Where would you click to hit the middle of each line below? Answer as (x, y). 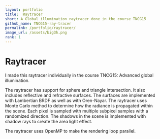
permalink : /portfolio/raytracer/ (41, 28)
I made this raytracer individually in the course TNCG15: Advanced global (79, 75)
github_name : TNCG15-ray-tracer (38, 23)
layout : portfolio (24, 10)
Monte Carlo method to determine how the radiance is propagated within (79, 105)
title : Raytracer (24, 14)
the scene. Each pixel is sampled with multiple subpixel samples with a (77, 111)
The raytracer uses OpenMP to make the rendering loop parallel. (70, 131)
